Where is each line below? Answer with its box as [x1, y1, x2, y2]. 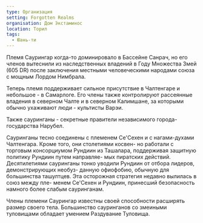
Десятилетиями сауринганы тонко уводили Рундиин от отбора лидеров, [6, 160, 195, 167]
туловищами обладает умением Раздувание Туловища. [6, 210, 150, 217]
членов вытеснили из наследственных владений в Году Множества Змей [6, 60, 197, 67]
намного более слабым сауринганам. [6, 185, 104, 193]
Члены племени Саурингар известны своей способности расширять [6, 198, 185, 204]
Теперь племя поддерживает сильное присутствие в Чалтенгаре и [6, 85, 181, 92]
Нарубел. [39, 122, 64, 129]
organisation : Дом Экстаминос [6, 20, 83, 26]
